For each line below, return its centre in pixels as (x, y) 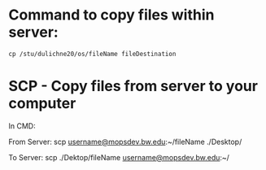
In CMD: (22, 126)
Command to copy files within (111, 15)
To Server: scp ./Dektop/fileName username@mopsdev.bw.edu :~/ (119, 157)
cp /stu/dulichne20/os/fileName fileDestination (92, 54)
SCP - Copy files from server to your (133, 86)
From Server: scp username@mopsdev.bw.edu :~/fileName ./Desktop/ (125, 142)
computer (42, 104)
